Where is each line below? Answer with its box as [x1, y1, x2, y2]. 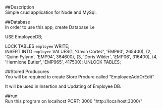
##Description [5, 4, 35, 10]
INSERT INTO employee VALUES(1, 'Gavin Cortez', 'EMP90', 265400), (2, [5, 49, 152, 54]
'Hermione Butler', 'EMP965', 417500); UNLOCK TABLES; [5, 59, 121, 65]
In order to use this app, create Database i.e [5, 24, 95, 30]
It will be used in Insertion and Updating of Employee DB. [5, 83, 121, 89]
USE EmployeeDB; [5, 34, 43, 39]
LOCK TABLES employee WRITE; [5, 43, 70, 49]
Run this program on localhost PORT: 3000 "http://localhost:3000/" [5, 98, 143, 104]
